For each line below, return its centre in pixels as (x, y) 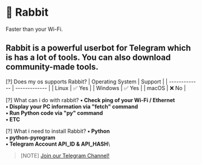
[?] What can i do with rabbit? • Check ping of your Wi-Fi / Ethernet (90, 100)
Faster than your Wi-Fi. (34, 29)
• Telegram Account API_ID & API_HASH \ (58, 144)
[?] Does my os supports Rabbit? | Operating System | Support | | (86, 82)
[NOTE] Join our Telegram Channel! (65, 155)
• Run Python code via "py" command (54, 113)
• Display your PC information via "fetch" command (72, 106)
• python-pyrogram (31, 137)
